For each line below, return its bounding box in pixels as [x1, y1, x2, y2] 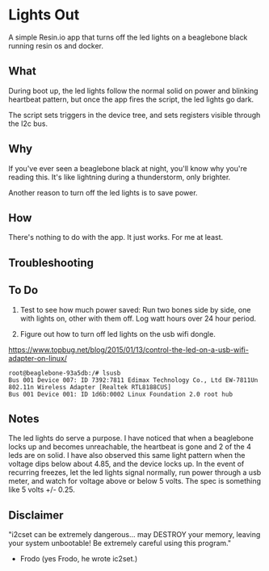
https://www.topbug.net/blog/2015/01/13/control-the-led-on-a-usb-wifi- [8, 345, 249, 355]
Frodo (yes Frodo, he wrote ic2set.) [19, 554, 138, 564]
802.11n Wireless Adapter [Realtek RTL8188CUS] [8, 383, 172, 391]
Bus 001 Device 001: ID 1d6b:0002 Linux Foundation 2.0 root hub [8, 390, 233, 398]
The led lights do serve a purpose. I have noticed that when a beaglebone [8, 434, 254, 443]
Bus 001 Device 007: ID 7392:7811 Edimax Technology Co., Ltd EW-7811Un [8, 376, 258, 384]
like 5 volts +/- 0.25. [8, 485, 75, 494]
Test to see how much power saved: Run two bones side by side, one [19, 304, 251, 314]
